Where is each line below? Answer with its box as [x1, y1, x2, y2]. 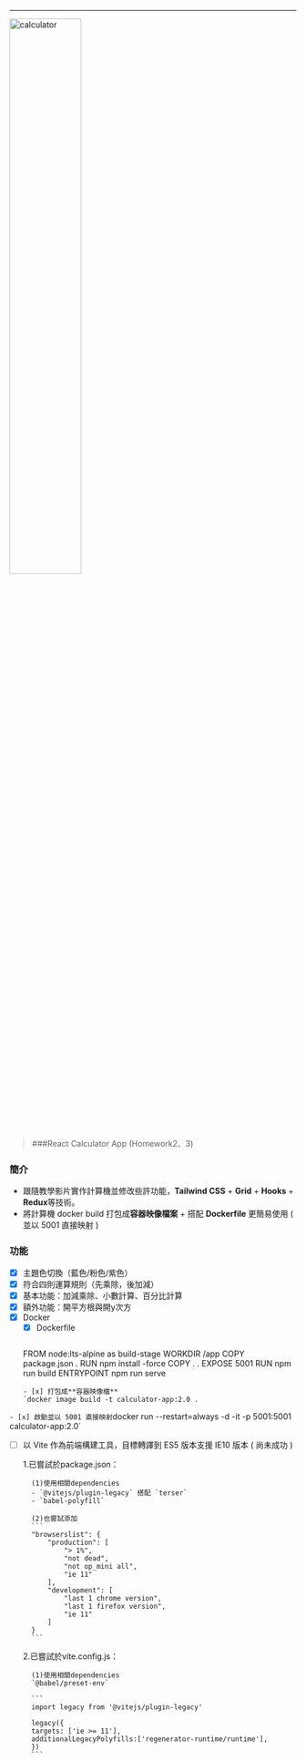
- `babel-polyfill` [31, 1497, 105, 1506]
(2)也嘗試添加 [31, 1514, 78, 1523]
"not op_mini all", [63, 1562, 138, 1571]
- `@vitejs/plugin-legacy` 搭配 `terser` [31, 1489, 189, 1498]
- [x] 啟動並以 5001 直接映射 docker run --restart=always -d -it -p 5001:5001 [9, 1410, 291, 1422]
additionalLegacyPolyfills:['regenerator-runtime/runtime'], [31, 1735, 269, 1744]
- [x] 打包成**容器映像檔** [22, 1386, 118, 1396]
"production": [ [46, 1538, 109, 1548]
